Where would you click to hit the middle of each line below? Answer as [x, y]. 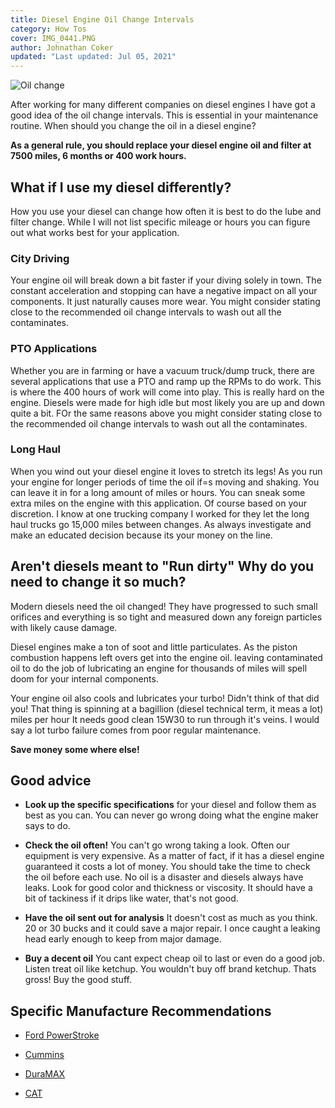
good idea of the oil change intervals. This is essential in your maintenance [164, 115]
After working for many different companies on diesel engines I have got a [163, 105]
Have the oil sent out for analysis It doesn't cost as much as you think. [171, 918]
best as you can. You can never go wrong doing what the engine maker [171, 815]
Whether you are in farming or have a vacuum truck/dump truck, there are [162, 370]
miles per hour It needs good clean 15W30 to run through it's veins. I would [165, 719]
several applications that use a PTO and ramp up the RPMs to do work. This [166, 381]
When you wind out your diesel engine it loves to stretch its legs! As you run [166, 471]
